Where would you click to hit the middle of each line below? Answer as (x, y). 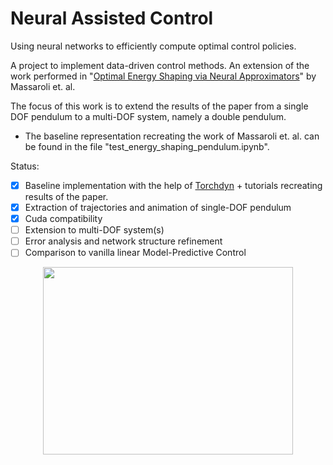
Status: (25, 166)
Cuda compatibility (63, 219)
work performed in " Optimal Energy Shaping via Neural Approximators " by (163, 76)
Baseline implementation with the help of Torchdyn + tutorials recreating (173, 185)
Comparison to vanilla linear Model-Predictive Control (135, 253)
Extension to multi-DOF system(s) (94, 230)
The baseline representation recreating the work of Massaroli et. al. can (172, 136)
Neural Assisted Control (112, 18)
